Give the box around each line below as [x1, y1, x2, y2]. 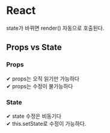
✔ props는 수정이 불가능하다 [6, 82, 73, 89]
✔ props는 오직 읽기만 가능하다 [6, 75, 80, 82]
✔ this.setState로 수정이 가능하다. [6, 120, 87, 127]
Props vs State [6, 42, 62, 53]
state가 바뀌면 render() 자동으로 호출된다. [6, 24, 105, 31]
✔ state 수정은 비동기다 [6, 112, 62, 120]
